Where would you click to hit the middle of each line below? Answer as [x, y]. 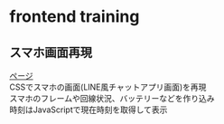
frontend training [75, 17]
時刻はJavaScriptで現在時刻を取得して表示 [89, 110]
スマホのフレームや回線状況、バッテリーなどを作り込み [112, 98]
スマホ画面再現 [51, 52]
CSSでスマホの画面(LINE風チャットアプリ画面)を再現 [108, 87]
